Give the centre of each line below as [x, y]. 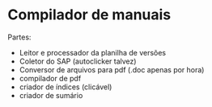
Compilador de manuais [89, 15]
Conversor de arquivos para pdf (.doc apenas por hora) [112, 69]
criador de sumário [51, 95]
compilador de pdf [50, 78]
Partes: [19, 37]
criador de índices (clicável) [66, 87]
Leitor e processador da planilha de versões [93, 52]
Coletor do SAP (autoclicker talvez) [78, 61]
